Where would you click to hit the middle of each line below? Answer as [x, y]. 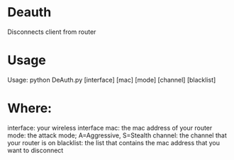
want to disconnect [35, 150]
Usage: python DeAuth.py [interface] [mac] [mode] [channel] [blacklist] [112, 80]
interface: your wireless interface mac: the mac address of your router [110, 128]
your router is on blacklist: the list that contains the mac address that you [114, 142]
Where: [29, 108]
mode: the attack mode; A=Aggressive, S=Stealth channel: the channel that [117, 135]
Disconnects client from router [52, 32]
